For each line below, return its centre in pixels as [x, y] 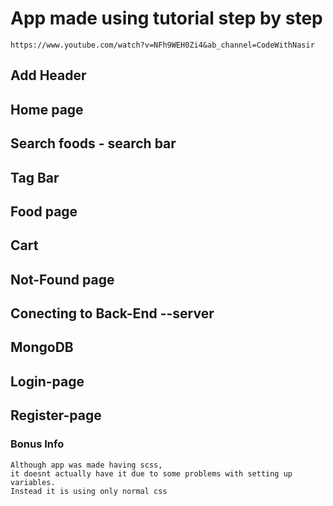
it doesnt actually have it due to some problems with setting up [151, 473]
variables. [33, 482]
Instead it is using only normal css [89, 491]
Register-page [56, 415]
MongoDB [42, 347]
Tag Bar [35, 177]
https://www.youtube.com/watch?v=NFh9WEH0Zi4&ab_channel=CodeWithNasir [162, 45]
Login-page [47, 381]
